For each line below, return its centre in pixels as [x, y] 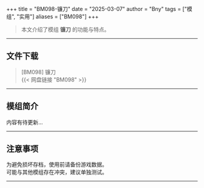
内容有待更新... [25, 122]
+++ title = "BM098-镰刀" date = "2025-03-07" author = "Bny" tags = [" [97, 9]
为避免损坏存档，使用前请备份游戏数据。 [57, 165]
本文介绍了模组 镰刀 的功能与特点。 [65, 30]
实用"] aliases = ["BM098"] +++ [59, 16]
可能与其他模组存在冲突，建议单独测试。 [57, 172]
